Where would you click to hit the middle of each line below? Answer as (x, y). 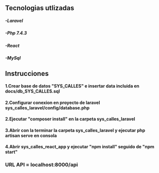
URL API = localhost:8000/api (41, 165)
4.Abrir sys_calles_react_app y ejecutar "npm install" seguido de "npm (80, 147)
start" (11, 152)
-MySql (13, 58)
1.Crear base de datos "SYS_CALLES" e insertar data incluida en (72, 86)
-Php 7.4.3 (16, 33)
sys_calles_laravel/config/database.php (47, 107)
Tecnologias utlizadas (40, 8)
